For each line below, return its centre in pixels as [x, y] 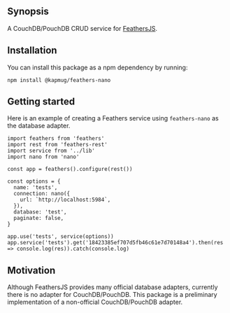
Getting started [41, 102]
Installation [32, 51]
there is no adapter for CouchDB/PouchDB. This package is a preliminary [113, 295]
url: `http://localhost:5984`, [65, 200]
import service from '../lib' [51, 151]
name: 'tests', [36, 188]
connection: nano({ [42, 194]
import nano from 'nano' [43, 157]
